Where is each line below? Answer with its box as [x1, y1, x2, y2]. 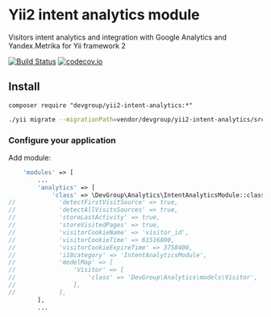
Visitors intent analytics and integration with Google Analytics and [8, 32, 227, 42]
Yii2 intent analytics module [8, 6, 200, 24]
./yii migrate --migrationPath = [8, 115, 117, 123]
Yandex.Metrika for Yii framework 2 [8, 40, 127, 50]
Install [8, 80, 40, 94]
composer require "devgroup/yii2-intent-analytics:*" [8, 101, 194, 110]
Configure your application [8, 135, 117, 146]
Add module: [8, 152, 51, 162]
